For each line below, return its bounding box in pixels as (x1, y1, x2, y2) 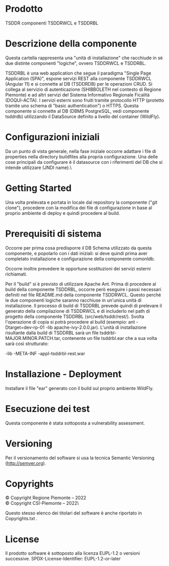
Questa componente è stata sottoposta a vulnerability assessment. (5, 420, 145, 426)
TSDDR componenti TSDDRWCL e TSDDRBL (5, 20, 98, 26)
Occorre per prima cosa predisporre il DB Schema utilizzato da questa (5, 244, 152, 251)
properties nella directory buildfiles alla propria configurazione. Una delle (5, 154, 158, 160)
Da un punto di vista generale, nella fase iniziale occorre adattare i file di (5, 148, 156, 154)
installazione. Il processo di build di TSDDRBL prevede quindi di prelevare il (5, 302, 162, 309)
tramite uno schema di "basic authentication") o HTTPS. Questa (5, 103, 139, 109)
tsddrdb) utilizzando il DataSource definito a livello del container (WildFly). (5, 113, 161, 119)
